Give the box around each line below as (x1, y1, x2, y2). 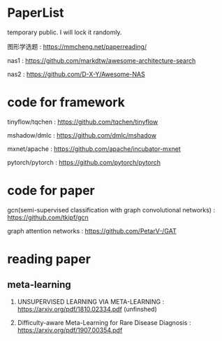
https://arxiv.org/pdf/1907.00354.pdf (17, 326, 123, 334)
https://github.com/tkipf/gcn (7, 213, 89, 222)
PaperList (7, 5, 64, 21)
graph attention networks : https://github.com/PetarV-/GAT (7, 226, 177, 235)
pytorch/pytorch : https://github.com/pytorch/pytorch (7, 158, 161, 166)
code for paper (7, 183, 96, 198)
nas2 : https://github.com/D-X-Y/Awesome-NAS (7, 70, 145, 78)
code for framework (7, 94, 126, 110)
